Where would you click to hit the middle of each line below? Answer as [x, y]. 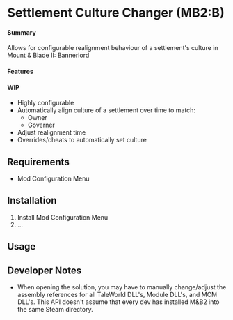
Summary [22, 32]
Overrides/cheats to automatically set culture [82, 140]
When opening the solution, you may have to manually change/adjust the [122, 287]
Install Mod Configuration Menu [63, 217]
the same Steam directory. [55, 310]
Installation [32, 200]
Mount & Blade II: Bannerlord [48, 55]
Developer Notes [45, 270]
